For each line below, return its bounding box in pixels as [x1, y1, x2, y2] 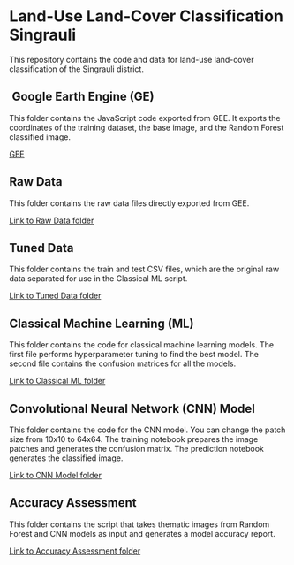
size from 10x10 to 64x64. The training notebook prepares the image [9, 434, 259, 444]
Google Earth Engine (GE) [11, 89, 155, 104]
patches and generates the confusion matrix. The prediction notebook [9, 444, 265, 454]
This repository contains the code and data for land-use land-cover [9, 54, 254, 65]
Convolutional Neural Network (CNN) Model [9, 401, 256, 416]
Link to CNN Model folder [9, 470, 102, 480]
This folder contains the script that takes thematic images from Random [9, 519, 270, 530]
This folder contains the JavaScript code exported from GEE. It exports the [9, 112, 281, 123]
